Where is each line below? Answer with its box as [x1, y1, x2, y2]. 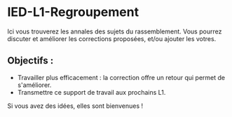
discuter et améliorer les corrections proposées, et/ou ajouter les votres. [7, 34, 217, 42]
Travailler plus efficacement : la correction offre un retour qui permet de [17, 73, 226, 81]
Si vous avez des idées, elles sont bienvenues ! [7, 102, 144, 110]
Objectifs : [7, 55, 54, 67]
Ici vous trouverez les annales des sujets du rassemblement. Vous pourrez [7, 27, 222, 36]
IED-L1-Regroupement [7, 4, 139, 20]
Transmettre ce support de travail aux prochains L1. [17, 88, 166, 96]
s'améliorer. [17, 81, 52, 89]
